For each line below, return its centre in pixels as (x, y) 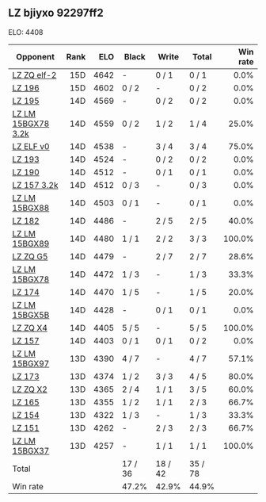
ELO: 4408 (26, 32)
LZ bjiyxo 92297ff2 (56, 13)
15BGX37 (31, 450)
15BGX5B (31, 315)
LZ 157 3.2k (35, 185)
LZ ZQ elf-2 (34, 75)
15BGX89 (31, 243)
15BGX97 (31, 363)
